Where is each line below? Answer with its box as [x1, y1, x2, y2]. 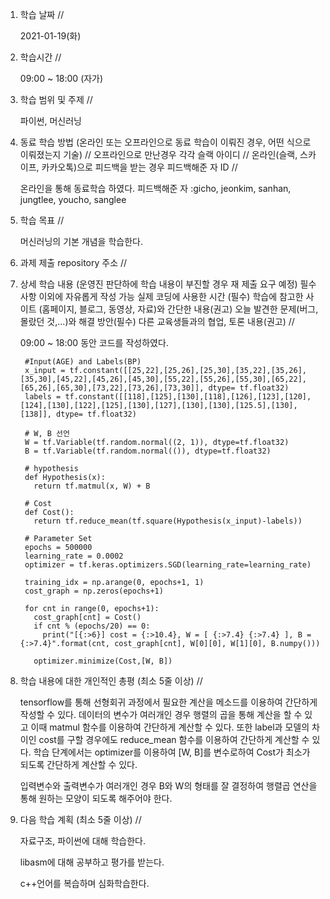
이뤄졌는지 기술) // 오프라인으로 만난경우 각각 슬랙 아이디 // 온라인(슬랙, [19, 149, 298, 160]
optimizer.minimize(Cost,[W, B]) [33, 656, 173, 666]
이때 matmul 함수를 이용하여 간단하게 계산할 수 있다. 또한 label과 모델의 [30, 721, 310, 733]
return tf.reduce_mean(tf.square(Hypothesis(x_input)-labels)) [33, 516, 303, 526]
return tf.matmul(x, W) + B [33, 481, 151, 491]
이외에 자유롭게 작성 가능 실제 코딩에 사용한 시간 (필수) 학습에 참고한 [38, 291, 304, 302]
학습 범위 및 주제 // [19, 94, 93, 105]
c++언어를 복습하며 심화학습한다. [19, 878, 150, 889]
